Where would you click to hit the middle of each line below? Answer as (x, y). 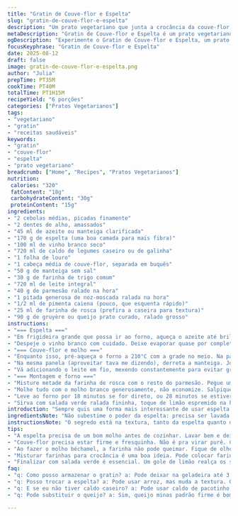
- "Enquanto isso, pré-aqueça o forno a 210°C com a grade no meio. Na (115, 357)
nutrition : (23, 179)
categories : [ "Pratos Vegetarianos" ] (63, 106)
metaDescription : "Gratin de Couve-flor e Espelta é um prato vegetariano (120, 34)
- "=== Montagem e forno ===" (52, 376)
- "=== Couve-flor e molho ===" (55, 350)
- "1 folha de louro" (39, 258)
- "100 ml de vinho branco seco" (57, 245)
